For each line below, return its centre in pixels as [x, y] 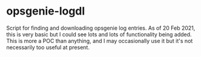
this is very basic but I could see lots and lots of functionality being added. [99, 34]
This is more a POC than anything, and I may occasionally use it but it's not [100, 41]
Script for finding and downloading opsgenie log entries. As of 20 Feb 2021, [101, 28]
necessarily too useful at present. [48, 47]
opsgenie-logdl [46, 11]
